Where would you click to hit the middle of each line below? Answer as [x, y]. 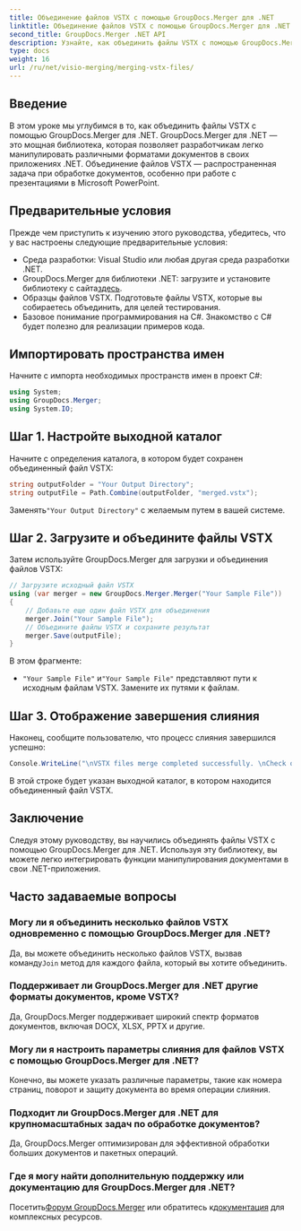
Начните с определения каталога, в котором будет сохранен [126, 458]
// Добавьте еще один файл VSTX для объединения [118, 611]
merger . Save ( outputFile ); [74, 636]
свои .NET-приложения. [55, 868]
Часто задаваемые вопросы [93, 897]
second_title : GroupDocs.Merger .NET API [88, 34]
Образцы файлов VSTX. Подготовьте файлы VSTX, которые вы [142, 298]
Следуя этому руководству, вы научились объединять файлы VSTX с [142, 840]
